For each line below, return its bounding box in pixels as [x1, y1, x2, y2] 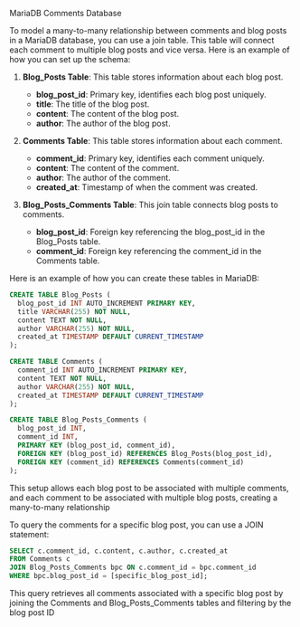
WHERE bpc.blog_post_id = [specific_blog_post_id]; [9, 572, 208, 581]
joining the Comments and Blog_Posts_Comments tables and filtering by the [9, 597, 292, 608]
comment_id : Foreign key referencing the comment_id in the [35, 246, 262, 256]
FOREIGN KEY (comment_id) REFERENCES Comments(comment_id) [17, 457, 245, 467]
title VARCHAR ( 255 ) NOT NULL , [17, 307, 131, 316]
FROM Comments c [9, 555, 70, 564]
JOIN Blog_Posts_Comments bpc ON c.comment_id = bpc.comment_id [9, 563, 257, 573]
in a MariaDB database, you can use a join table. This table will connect [9, 35, 275, 45]
